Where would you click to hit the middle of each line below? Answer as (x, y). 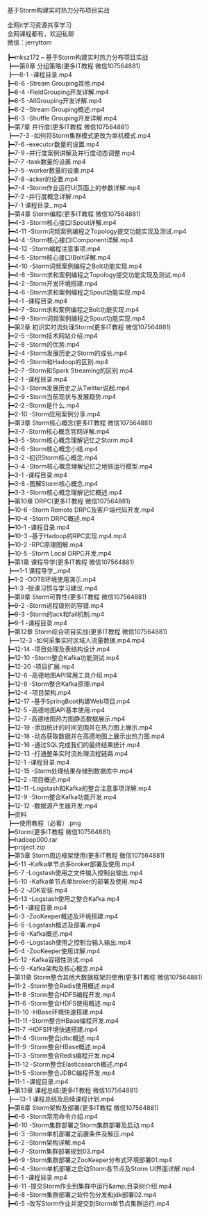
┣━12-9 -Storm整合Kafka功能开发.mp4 (62, 797)
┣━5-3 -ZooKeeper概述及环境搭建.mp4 (63, 916)
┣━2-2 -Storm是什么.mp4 (43, 405)
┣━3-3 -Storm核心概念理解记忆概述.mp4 (65, 492)
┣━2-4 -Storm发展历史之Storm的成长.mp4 (67, 353)
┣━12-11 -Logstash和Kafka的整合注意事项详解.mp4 (79, 788)
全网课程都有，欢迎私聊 (41, 34)
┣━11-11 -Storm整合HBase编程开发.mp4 (63, 1021)
